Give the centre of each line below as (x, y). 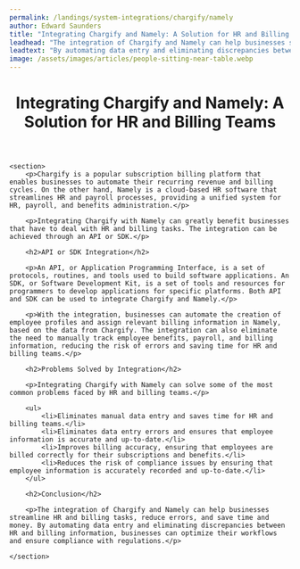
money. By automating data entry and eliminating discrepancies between (147, 526)
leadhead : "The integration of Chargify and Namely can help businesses (147, 42)
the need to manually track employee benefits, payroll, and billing (142, 338)
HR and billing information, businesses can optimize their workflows (143, 533)
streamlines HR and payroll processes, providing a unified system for (145, 198)
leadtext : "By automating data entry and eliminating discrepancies (139, 51)
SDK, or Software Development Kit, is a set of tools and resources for (147, 284)
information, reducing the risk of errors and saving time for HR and (143, 346)
